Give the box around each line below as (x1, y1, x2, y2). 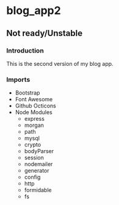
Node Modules (15, 109, 53, 116)
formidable (24, 187, 52, 194)
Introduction (6, 46, 44, 55)
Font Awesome (15, 96, 53, 103)
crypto (24, 141, 41, 148)
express (24, 115, 45, 123)
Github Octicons (15, 102, 57, 110)
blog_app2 (6, 4, 61, 18)
